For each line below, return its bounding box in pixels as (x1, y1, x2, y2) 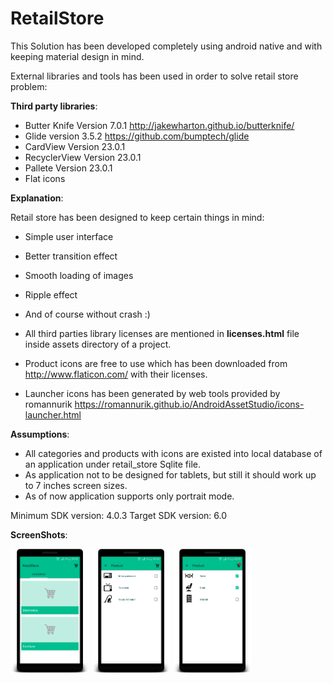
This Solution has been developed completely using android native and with (10, 40, 323, 52)
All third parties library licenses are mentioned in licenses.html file (24, 327, 300, 339)
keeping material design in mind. (10, 50, 145, 62)
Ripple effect (24, 288, 78, 301)
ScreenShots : (10, 528, 68, 541)
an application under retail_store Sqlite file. (24, 458, 201, 470)
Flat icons (24, 172, 66, 184)
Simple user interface (24, 230, 114, 242)
